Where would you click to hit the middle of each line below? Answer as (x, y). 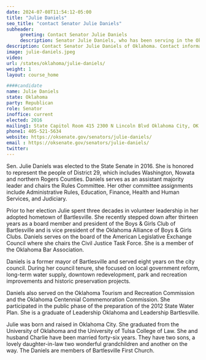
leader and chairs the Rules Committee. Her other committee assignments (100, 185)
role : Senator (25, 109)
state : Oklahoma (27, 98)
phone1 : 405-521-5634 (34, 132)
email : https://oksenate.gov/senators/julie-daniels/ (78, 143)
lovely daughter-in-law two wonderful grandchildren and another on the (97, 343)
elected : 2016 (25, 120)
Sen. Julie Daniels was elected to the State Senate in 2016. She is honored (100, 166)
